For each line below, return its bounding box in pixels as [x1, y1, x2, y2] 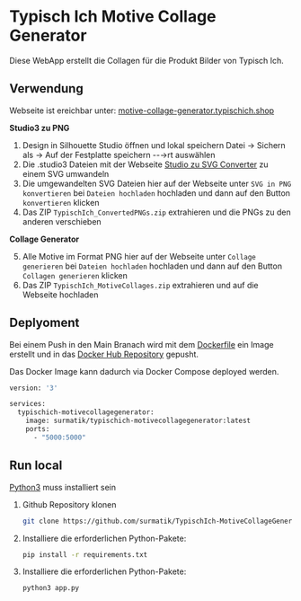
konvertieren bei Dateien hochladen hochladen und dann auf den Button [22, 187, 290, 199]
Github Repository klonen [22, 499, 117, 509]
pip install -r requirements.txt [22, 550, 148, 559]
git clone [22, 517, 60, 526]
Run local [9, 458, 63, 473]
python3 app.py [22, 584, 80, 593]
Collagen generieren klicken [22, 270, 128, 280]
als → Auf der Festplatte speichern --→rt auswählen [22, 149, 216, 160]
